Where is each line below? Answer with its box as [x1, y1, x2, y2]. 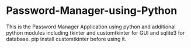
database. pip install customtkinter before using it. [6, 35, 127, 42]
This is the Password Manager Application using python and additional [6, 23, 176, 30]
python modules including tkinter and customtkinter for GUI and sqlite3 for [6, 29, 185, 36]
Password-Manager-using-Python [6, 4, 178, 17]
